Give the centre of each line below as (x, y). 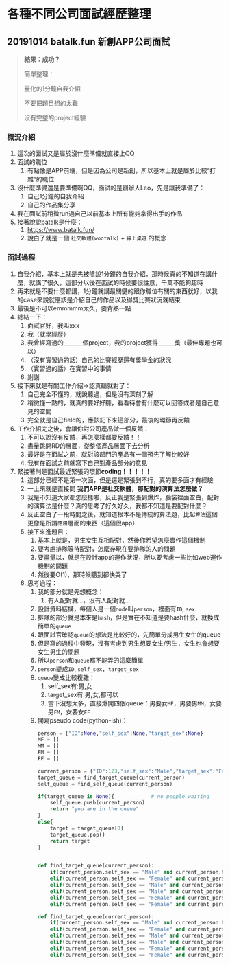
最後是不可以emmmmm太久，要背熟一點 (74, 308)
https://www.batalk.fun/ (61, 230)
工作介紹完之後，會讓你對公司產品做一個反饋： (83, 428)
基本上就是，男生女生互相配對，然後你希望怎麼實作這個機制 (122, 540)
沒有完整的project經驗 (55, 118)
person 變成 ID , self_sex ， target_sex (88, 669)
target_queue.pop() (78, 835)
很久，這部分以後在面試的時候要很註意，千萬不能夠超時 (125, 282)
